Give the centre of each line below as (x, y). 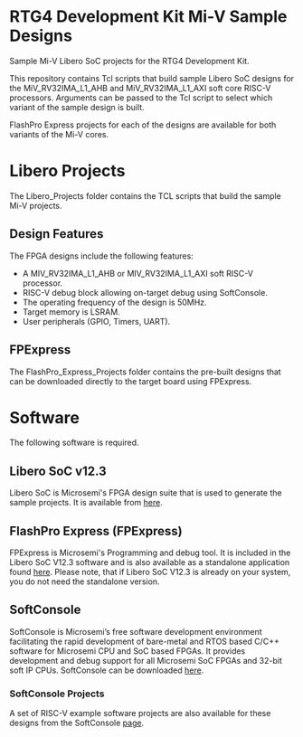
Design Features (57, 234)
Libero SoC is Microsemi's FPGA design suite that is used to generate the (146, 493)
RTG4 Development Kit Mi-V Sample (148, 17)
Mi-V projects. (36, 205)
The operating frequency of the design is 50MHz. (114, 302)
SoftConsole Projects (57, 694)
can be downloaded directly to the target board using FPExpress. (131, 381)
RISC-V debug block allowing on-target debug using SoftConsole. (145, 292)
